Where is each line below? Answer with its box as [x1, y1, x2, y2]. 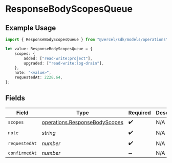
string [41, 129, 56, 136]
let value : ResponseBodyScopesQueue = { [5, 46, 93, 51]
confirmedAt [8, 150, 37, 156]
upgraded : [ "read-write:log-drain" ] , [24, 60, 104, 66]
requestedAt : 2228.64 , [14, 75, 63, 80]
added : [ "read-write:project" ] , [24, 56, 93, 61]
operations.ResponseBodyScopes [41, 119, 124, 126]
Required [128, 109, 151, 116]
